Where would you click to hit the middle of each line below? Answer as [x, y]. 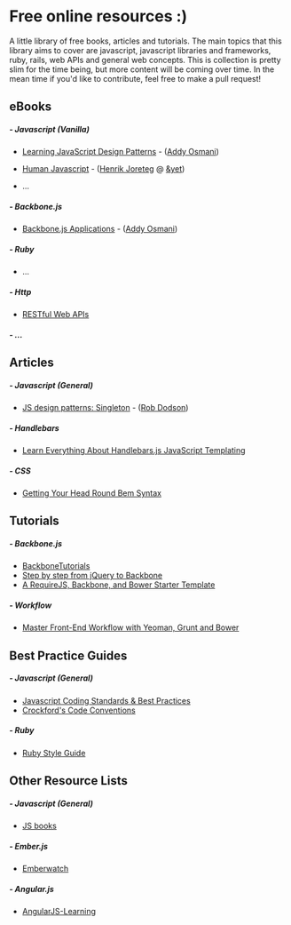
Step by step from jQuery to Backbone [92, 576]
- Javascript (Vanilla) [50, 129]
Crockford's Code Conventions [79, 710]
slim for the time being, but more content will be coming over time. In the [142, 69]
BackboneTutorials [56, 566]
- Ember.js [29, 846]
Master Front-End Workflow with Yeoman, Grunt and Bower [130, 627]
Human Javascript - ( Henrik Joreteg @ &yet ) [103, 169]
